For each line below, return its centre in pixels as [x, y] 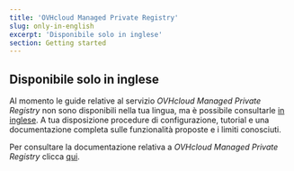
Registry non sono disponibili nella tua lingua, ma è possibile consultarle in [147, 111]
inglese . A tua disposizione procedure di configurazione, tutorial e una [139, 120]
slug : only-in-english [52, 26]
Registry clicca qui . [45, 157]
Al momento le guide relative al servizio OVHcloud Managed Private [135, 101]
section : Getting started [58, 43]
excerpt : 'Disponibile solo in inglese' [86, 34]
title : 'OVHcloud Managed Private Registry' [94, 18]
